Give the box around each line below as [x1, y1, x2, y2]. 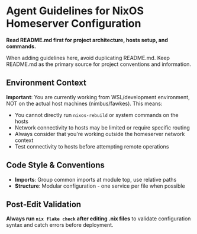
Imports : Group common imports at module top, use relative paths [14, 176, 177, 183]
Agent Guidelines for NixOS [6, 4, 144, 18]
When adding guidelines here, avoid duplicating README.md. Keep [6, 54, 170, 61]
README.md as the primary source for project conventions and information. [6, 61, 191, 68]
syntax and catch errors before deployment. [6, 222, 114, 229]
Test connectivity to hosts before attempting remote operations [14, 143, 169, 150]
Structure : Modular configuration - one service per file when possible [14, 182, 185, 189]
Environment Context [6, 78, 87, 88]
